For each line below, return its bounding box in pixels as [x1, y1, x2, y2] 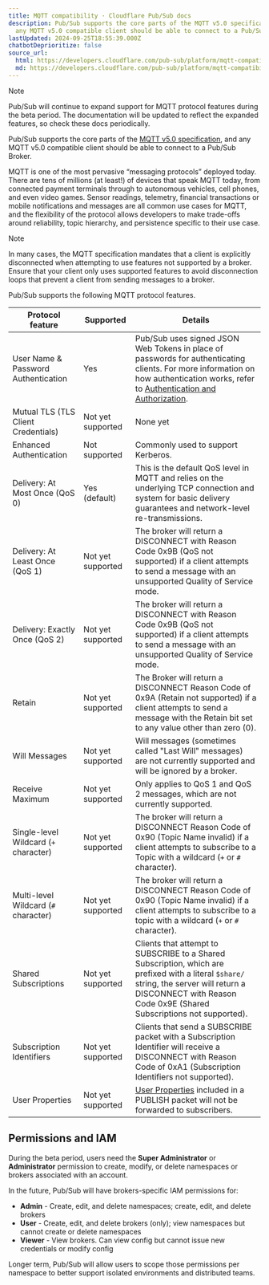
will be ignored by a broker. [134, 765, 238, 776]
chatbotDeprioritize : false [8, 42, 102, 50]
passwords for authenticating [134, 352, 246, 364]
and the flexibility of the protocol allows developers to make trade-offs [8, 209, 240, 219]
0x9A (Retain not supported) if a [134, 692, 257, 703]
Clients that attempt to [134, 937, 219, 949]
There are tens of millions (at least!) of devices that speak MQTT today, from [8, 175, 261, 185]
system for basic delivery [134, 492, 231, 503]
